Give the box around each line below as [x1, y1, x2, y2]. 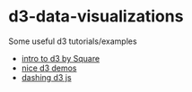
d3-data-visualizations [8, 6, 184, 27]
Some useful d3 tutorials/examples [8, 36, 137, 46]
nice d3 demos [21, 63, 77, 73]
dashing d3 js [21, 71, 73, 82]
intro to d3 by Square [21, 53, 100, 63]
